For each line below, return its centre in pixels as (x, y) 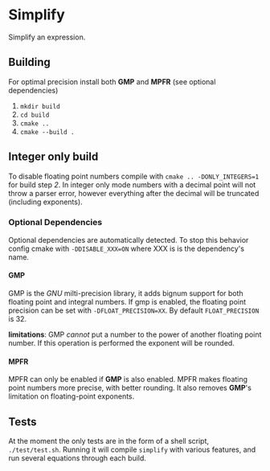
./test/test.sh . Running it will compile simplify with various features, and (132, 450)
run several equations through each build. (78, 458)
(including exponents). (45, 202)
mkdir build (40, 106)
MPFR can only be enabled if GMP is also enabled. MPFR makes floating (128, 379)
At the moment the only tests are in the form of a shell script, (109, 441)
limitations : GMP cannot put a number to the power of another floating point (135, 334)
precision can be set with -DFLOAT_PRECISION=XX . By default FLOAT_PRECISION (134, 310)
